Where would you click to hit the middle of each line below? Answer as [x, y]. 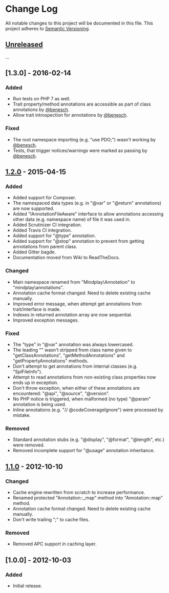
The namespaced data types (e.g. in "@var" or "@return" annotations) [87, 203]
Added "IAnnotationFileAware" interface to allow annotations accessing [88, 214]
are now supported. [34, 208]
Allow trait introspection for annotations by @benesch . [70, 115]
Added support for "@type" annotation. [54, 236]
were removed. [29, 445]
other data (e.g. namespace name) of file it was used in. [72, 219]
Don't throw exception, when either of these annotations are [76, 388]
